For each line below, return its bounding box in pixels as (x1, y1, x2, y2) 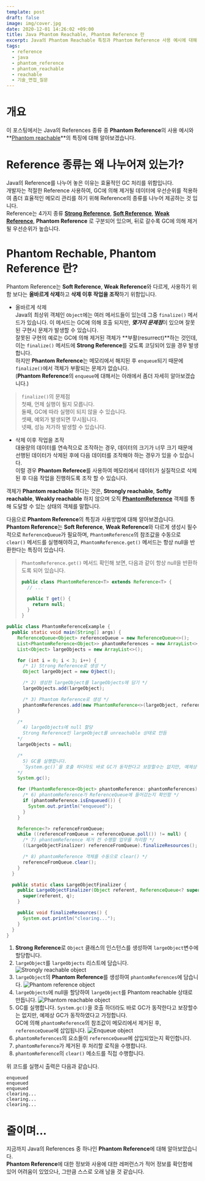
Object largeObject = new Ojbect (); (22, 669, 116, 675)
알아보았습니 (167, 1145, 197, 1152)
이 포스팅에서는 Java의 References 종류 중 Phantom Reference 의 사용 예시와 (6, 126, 194, 134)
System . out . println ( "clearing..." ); (22, 915, 116, 922)
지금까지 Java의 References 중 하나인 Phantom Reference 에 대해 (6, 1145, 167, 1152)
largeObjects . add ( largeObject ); (22, 685, 105, 692)
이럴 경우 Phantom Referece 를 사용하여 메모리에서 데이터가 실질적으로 (15, 466, 186, 474)
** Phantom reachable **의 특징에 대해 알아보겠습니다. (6, 134, 136, 142)
